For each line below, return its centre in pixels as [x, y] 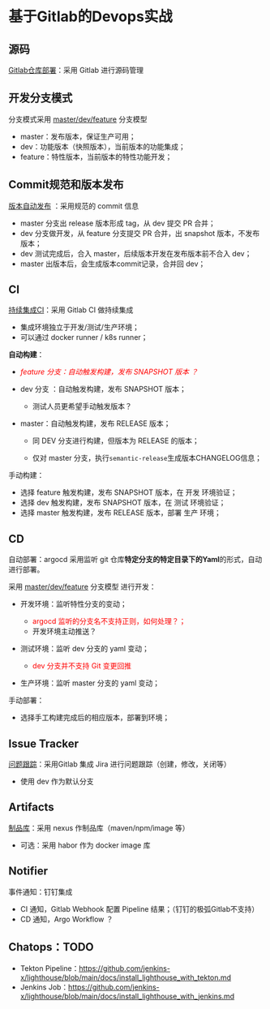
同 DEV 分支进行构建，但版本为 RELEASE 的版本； [116, 441]
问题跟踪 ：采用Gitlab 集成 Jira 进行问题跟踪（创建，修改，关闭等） [120, 764]
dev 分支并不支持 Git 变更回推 [82, 666]
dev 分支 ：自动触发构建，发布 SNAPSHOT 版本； [103, 389]
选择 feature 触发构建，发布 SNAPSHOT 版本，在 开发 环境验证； [129, 492]
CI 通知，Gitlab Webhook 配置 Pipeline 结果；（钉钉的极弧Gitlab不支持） [139, 908]
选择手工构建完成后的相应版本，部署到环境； [95, 718]
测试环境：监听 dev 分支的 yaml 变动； [85, 649]
